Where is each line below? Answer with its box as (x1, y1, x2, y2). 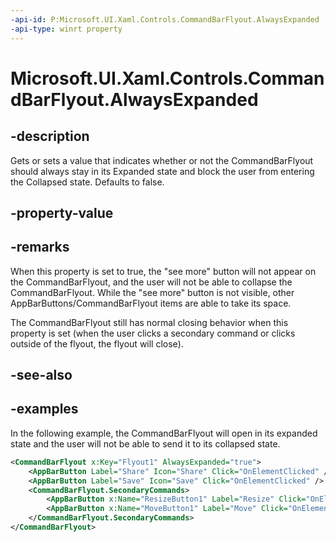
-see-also (10, 367, 73, 384)
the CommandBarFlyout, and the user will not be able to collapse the (10, 276, 293, 288)
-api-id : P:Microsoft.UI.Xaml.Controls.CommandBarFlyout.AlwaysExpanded (10, 14, 320, 25)
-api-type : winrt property (10, 24, 123, 34)
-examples (10, 401, 79, 418)
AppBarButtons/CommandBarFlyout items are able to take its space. (10, 297, 292, 309)
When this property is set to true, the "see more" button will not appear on (10, 265, 317, 277)
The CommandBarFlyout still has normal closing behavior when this (10, 316, 289, 328)
